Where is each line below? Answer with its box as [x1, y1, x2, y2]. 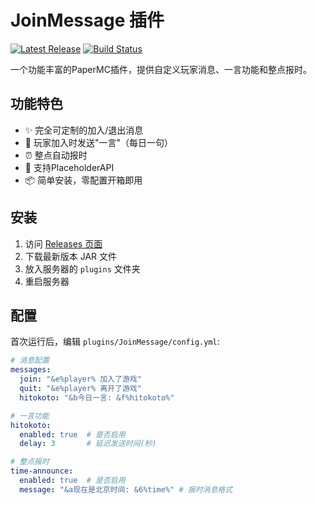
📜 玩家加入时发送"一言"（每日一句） [24, 136, 173, 148]
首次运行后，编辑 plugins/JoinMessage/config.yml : [10, 336, 220, 348]
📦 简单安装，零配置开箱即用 [24, 174, 143, 186]
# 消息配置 [10, 356, 50, 366]
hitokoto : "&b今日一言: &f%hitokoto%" [19, 392, 175, 403]
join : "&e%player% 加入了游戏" [19, 374, 142, 385]
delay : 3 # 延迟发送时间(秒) [19, 439, 157, 449]
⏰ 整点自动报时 [24, 149, 88, 161]
